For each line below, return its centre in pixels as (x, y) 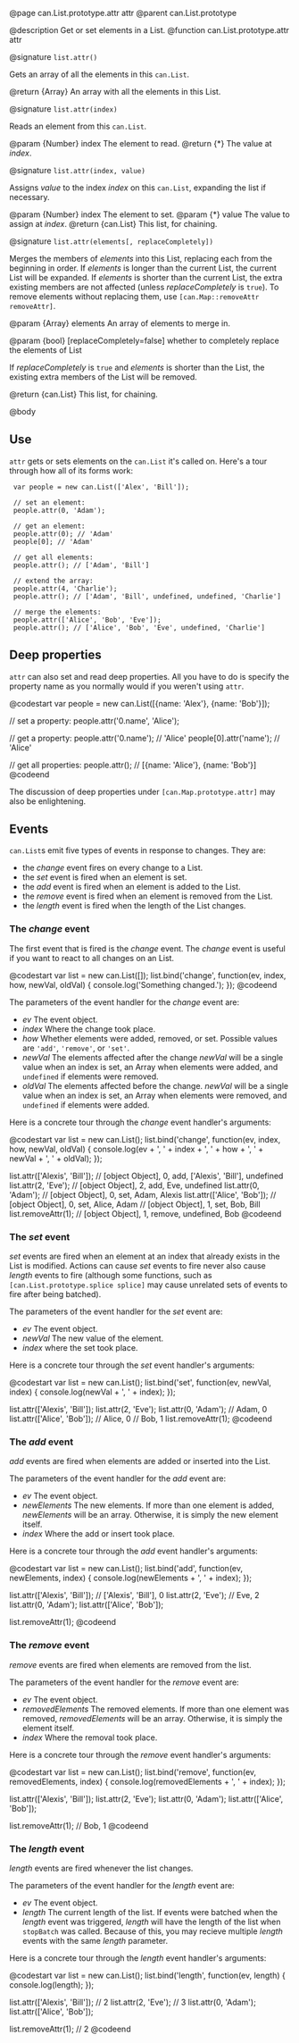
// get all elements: (53, 557)
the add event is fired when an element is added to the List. (131, 887)
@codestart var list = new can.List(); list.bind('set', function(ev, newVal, (141, 1383)
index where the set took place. (80, 1348)
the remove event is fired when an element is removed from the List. (148, 896)
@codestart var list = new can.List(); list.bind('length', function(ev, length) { (147, 1975)
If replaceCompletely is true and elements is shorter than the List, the (137, 367)
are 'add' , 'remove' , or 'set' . (76, 1048)
